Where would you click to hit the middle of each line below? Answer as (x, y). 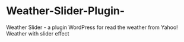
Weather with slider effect (38, 33)
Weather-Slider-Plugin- (66, 11)
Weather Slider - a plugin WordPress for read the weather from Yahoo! (92, 27)
